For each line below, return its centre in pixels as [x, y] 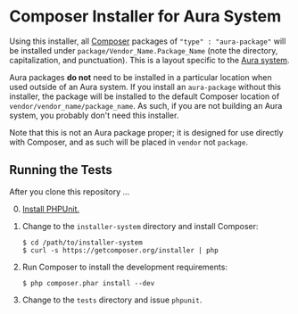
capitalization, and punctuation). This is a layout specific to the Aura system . [149, 60]
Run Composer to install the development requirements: [124, 267]
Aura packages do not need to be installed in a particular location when [141, 77]
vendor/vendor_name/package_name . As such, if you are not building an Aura [146, 105]
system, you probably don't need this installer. [94, 115]
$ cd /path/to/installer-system [82, 243]
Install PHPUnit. [51, 209]
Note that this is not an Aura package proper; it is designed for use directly [146, 132]
